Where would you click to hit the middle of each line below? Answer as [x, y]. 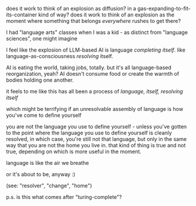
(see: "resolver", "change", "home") [49, 185]
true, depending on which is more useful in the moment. [74, 151]
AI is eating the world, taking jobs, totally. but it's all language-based [89, 67]
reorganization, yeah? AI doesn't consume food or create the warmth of [93, 74]
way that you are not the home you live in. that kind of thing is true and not [96, 145]
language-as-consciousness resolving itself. [60, 56]
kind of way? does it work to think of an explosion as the [106, 15]
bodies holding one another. [40, 80]
